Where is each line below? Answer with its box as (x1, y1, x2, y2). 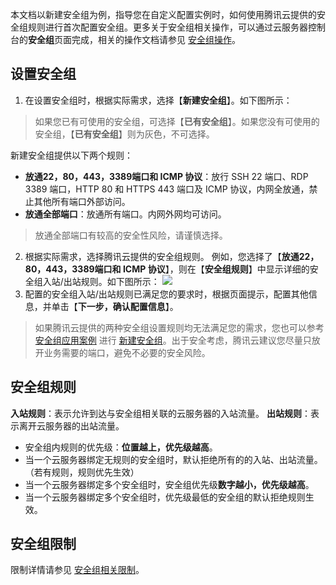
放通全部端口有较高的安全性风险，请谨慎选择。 (34, 229, 228, 241)
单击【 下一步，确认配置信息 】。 (51, 300, 179, 312)
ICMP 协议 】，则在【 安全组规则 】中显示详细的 (122, 263, 310, 275)
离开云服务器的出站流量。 (18, 419, 125, 432)
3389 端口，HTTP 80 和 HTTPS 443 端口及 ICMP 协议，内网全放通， (24, 183, 310, 195)
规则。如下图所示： (80, 275, 160, 287)
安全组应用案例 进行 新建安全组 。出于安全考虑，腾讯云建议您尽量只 (34, 334, 312, 346)
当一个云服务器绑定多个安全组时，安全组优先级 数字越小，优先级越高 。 (24, 478, 315, 490)
